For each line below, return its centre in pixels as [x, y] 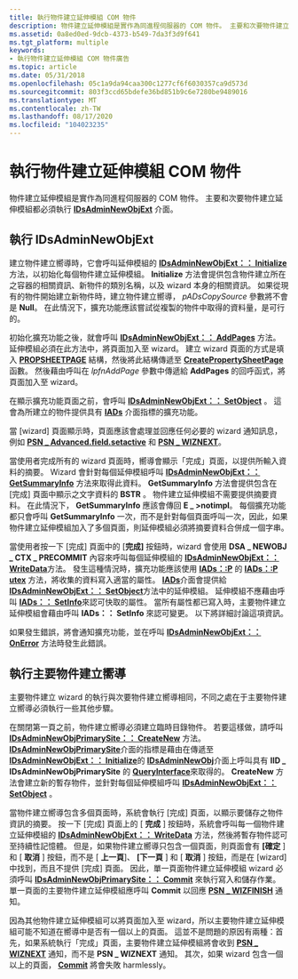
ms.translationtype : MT [53, 100]
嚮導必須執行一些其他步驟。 [67, 708]
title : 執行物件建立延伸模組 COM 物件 [73, 17]
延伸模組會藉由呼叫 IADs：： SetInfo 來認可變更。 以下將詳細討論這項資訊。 [149, 613]
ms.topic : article [43, 68]
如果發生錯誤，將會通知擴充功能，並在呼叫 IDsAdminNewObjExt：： [135, 631]
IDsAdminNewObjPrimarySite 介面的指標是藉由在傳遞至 [112, 749]
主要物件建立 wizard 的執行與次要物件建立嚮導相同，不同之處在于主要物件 [144, 697]
